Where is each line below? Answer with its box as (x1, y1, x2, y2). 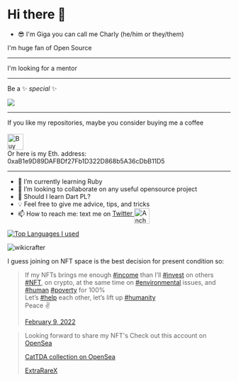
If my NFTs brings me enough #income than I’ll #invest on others (24, 271, 214, 279)
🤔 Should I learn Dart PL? (17, 192, 91, 200)
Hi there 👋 (7, 6, 66, 23)
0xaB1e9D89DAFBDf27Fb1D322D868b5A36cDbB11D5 (7, 157, 165, 165)
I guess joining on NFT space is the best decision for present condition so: (7, 256, 225, 265)
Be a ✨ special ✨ (7, 84, 57, 93)
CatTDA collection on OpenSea (24, 352, 115, 360)
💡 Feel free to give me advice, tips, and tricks (17, 200, 150, 208)
